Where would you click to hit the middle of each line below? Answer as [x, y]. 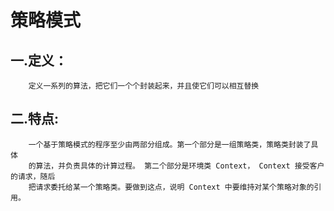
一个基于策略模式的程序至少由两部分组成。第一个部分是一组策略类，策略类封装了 [170, 144]
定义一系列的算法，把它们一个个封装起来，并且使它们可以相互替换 [144, 86]
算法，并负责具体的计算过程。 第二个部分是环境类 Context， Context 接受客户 [180, 166]
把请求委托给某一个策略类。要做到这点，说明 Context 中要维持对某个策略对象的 [171, 187]
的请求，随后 [33, 176]
